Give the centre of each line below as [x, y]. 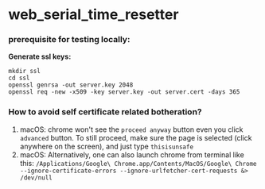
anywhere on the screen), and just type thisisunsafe [106, 146]
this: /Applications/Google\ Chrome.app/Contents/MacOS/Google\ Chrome [138, 163]
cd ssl [19, 78]
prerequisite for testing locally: [69, 40]
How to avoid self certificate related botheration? [105, 112]
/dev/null [36, 177]
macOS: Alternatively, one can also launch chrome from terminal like [132, 154]
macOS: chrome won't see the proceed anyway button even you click [132, 129]
